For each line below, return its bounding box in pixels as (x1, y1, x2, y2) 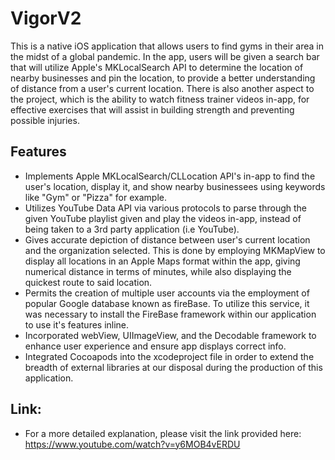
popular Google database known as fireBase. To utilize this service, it (24, 297, 310, 309)
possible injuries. (10, 114, 80, 126)
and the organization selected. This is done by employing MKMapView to (24, 244, 326, 256)
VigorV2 (10, 7, 82, 30)
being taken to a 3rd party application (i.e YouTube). (24, 223, 240, 235)
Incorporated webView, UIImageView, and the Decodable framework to (24, 329, 317, 341)
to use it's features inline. (24, 318, 130, 331)
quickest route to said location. (24, 276, 153, 288)
